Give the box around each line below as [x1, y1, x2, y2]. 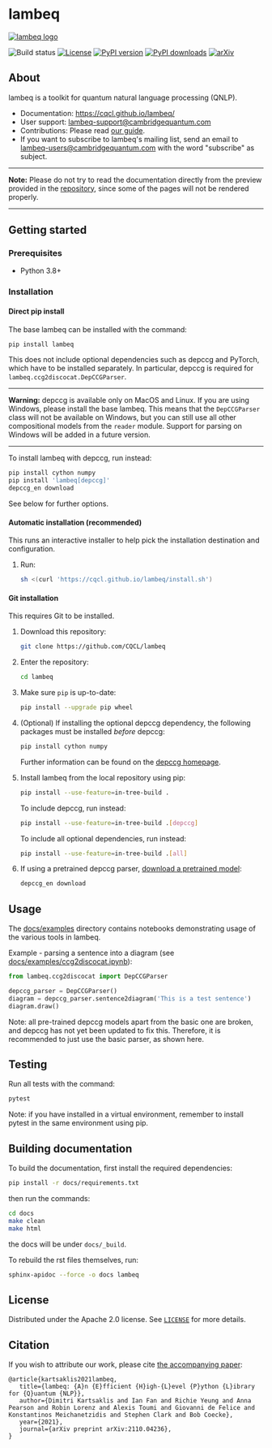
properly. [8, 192, 39, 201]
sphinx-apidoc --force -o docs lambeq [8, 1270, 139, 1279]
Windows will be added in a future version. [8, 430, 151, 439]
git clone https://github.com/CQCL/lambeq [19, 642, 166, 651]
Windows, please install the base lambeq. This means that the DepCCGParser [8, 404, 261, 414]
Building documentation [8, 1142, 133, 1156]
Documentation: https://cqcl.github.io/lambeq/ [19, 108, 176, 118]
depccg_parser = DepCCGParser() [8, 988, 117, 996]
